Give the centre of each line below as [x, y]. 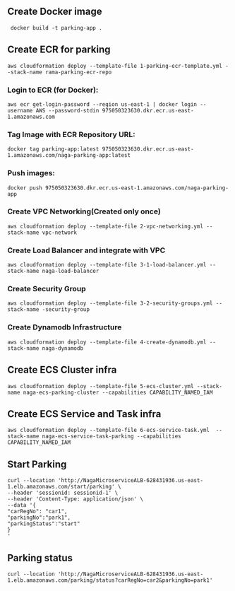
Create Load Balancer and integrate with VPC [86, 250]
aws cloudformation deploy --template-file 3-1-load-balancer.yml [107, 265]
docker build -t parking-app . [56, 28]
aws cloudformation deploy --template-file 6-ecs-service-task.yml [109, 431]
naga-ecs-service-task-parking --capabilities [112, 437]
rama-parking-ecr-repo [78, 72]
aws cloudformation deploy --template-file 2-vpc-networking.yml [105, 226]
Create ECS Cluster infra [62, 370]
